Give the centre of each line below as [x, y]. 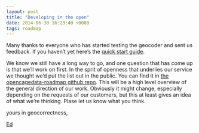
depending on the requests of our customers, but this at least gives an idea [99, 95]
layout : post [22, 12]
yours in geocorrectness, [37, 113]
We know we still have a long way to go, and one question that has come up [99, 63]
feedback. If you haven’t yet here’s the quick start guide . [76, 52]
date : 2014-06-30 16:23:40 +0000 [48, 23]
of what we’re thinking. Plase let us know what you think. [76, 101]
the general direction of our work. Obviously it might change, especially [94, 89]
